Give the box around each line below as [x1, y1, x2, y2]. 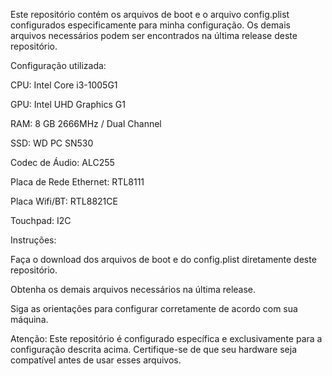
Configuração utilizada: [10, 60, 107, 71]
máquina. [10, 314, 49, 325]
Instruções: [10, 234, 57, 246]
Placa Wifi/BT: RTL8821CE [10, 195, 118, 207]
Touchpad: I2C [10, 215, 72, 226]
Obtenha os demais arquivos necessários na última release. [10, 284, 257, 295]
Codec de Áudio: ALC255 [10, 157, 115, 168]
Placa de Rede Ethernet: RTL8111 [10, 176, 145, 188]
